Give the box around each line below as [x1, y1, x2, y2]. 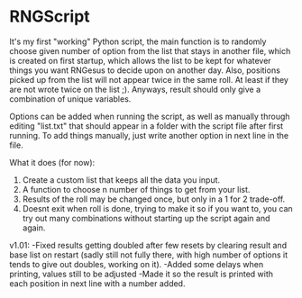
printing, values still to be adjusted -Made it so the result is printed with [9, 268, 273, 279]
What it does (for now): [9, 157, 96, 167]
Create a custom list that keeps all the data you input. [22, 174, 221, 185]
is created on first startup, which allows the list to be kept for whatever [9, 55, 272, 66]
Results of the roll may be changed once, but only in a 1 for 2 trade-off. [22, 194, 286, 204]
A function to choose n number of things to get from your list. [22, 184, 251, 194]
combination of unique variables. [9, 93, 132, 104]
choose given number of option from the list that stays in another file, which [9, 45, 291, 56]
